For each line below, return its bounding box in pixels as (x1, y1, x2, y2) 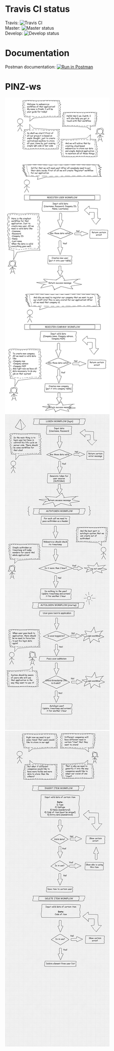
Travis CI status (5, 3, 70, 15)
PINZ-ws (5, 81, 42, 92)
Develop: (5, 30, 23, 36)
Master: (5, 25, 21, 31)
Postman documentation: (5, 64, 56, 70)
